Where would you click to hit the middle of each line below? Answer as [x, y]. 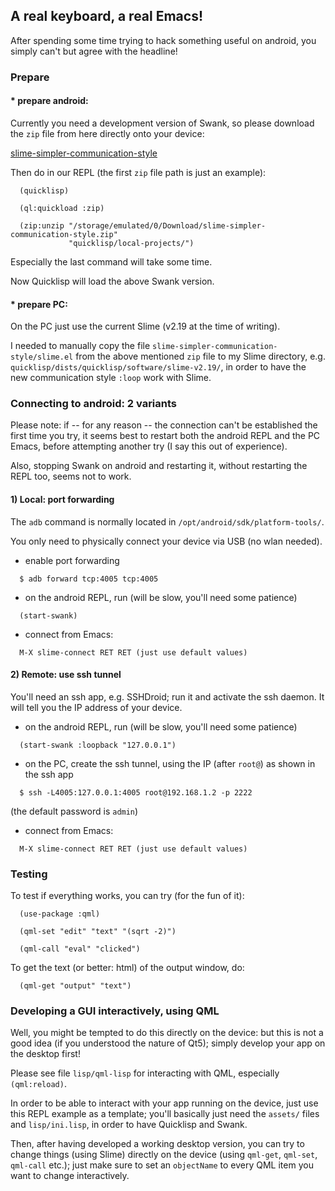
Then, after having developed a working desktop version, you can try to [157, 1144]
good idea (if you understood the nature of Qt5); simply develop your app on [168, 1043]
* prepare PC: [39, 304]
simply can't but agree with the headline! [94, 51]
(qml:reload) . [38, 1084]
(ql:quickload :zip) [62, 208]
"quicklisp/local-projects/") [131, 243]
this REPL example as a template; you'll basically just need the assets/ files [165, 1114]
